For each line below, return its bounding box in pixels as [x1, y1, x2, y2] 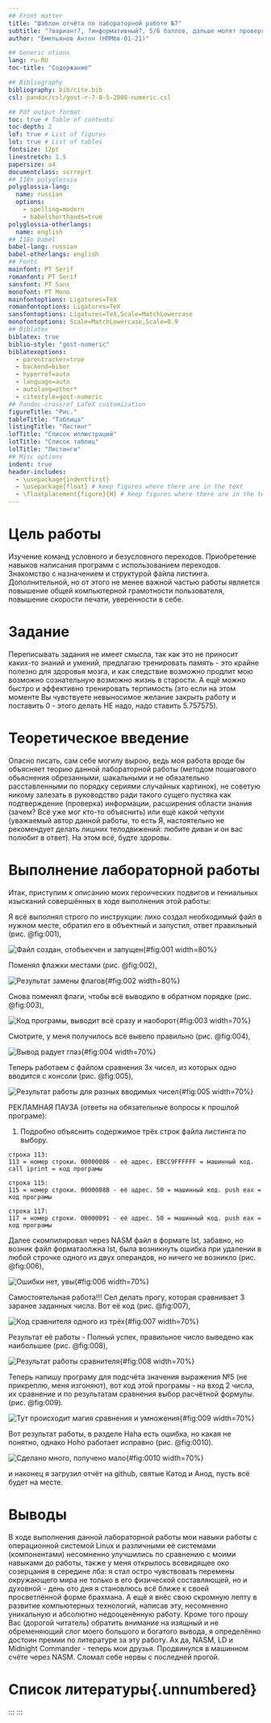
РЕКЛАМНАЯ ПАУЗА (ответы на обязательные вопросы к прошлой [8, 1102, 240, 1112]
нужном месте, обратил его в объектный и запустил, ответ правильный [8, 920, 257, 930]
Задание [8, 622, 70, 641]
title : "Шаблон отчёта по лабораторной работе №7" [8, 19, 182, 27]
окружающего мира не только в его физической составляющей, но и [8, 1575, 248, 1584]
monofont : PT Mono [8, 288, 70, 296]
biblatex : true [8, 332, 60, 341]
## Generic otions [8, 49, 70, 57]
